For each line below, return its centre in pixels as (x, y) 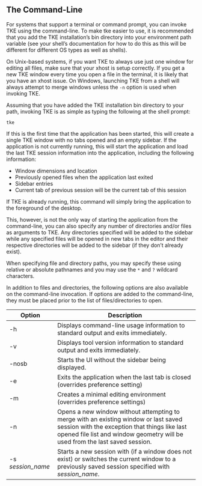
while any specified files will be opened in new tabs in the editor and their (97, 238)
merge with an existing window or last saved (120, 419)
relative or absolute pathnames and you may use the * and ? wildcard (92, 269)
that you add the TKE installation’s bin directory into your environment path (99, 37)
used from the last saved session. (104, 442)
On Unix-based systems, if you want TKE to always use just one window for (100, 61)
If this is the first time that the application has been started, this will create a (100, 133)
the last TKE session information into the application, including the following (100, 153)
